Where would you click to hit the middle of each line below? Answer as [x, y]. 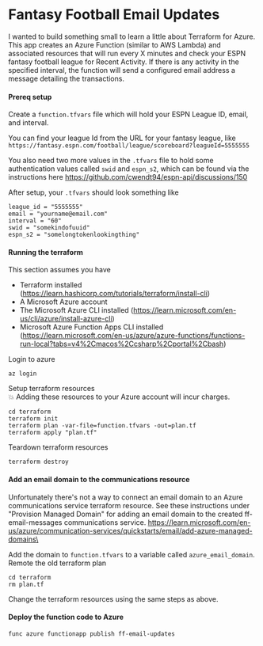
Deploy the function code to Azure [66, 617]
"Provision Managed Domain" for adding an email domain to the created [126, 514]
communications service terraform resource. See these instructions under [129, 505]
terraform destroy [38, 462]
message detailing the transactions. [67, 78]
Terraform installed [51, 285]
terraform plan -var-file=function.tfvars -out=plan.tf [102, 426]
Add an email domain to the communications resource [99, 479]
